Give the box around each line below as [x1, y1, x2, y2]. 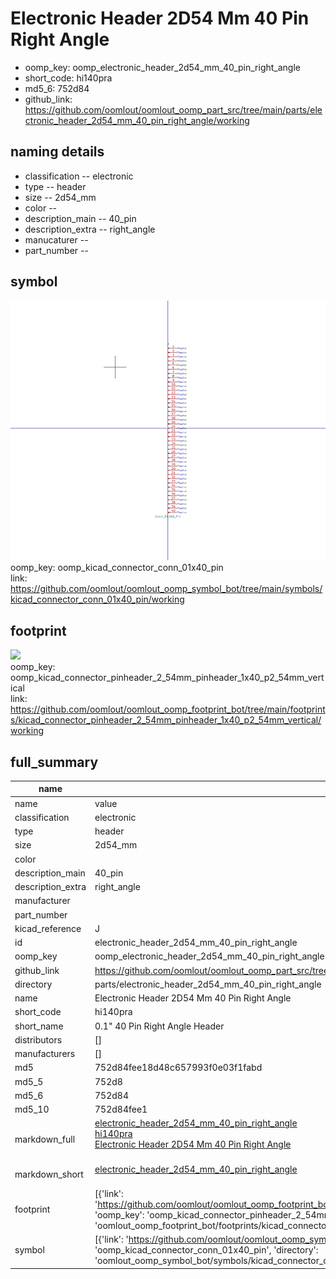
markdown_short [14, 1168, 84, 1181]
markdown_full [14, 1133, 76, 1145]
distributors [14, 1033, 63, 1046]
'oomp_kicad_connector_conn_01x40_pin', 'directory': [94, 1244, 319, 1256]
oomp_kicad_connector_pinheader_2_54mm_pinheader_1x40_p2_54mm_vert [10, 672, 325, 684]
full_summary [10, 753, 99, 771]
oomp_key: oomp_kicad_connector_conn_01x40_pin [10, 562, 224, 574]
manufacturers [14, 1048, 76, 1060]
